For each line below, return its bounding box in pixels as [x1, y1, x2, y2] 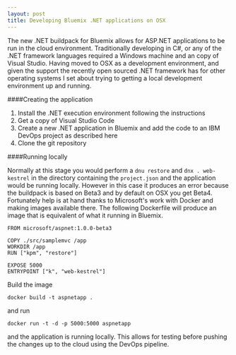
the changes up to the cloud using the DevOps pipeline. [7, 339, 170, 348]
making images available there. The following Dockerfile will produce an [7, 203, 217, 212]
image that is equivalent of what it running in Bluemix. [7, 211, 164, 219]
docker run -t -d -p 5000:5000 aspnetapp [7, 320, 131, 327]
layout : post [7, 10, 46, 18]
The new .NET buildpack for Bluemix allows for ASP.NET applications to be [7, 36, 225, 44]
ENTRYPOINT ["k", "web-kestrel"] [7, 267, 106, 275]
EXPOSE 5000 [7, 262, 42, 269]
